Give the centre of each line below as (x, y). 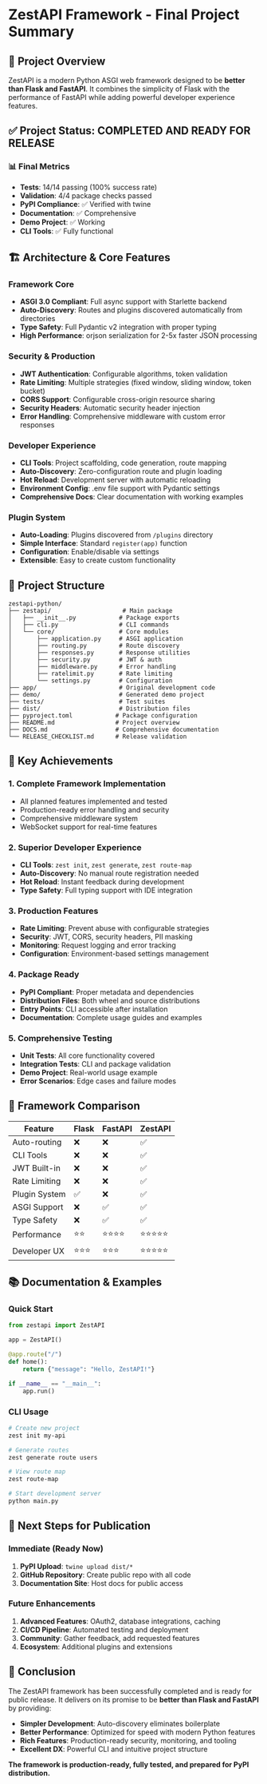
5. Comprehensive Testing (61, 1038)
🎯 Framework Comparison (75, 1106)
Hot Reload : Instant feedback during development (102, 882)
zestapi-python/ (35, 604)
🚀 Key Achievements (61, 761)
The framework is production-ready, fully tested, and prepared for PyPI (129, 1764)
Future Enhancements (52, 1603)
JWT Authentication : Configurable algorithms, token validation (124, 374)
